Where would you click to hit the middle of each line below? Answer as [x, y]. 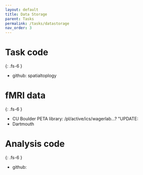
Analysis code [35, 144]
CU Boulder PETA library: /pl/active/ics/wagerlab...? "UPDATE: [75, 119]
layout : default [22, 10]
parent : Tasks [20, 19]
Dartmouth [23, 124]
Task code [27, 52]
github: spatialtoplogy [34, 76]
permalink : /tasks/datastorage [37, 23]
